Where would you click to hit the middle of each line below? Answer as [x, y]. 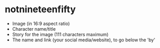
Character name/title [34, 29]
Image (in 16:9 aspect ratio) [41, 23]
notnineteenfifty [40, 9]
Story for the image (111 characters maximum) [60, 34]
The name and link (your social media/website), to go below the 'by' [84, 40]
